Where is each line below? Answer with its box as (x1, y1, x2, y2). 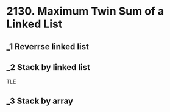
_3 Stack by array (6, 96, 73, 106)
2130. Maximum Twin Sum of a (6, 4, 165, 18)
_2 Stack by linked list (6, 62, 90, 72)
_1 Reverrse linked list (6, 41, 90, 52)
